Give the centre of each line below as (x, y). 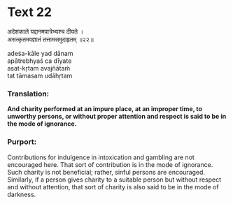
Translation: (28, 94)
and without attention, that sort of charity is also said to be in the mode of (113, 187)
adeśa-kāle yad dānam (40, 53)
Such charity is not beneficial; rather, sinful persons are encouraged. (106, 172)
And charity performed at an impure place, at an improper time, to (105, 109)
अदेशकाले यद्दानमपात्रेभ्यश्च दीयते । (45, 31)
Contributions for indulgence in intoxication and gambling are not (101, 157)
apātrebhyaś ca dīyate (40, 61)
